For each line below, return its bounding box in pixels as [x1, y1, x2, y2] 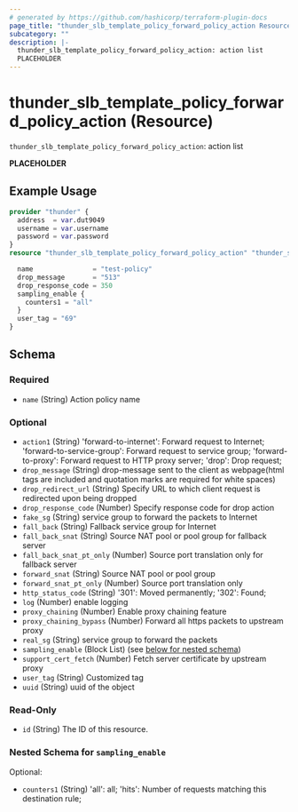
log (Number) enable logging [21, 596, 129, 607]
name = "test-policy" [17, 265, 153, 274]
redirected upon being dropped [21, 492, 137, 503]
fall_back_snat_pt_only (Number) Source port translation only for [21, 549, 263, 560]
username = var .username [17, 224, 109, 233]
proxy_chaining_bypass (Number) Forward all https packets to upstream [21, 615, 284, 626]
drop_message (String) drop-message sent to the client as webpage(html [21, 464, 285, 475]
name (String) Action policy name [21, 394, 140, 404]
